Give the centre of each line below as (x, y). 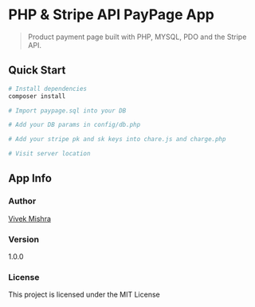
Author (22, 201)
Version (24, 239)
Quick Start (37, 71)
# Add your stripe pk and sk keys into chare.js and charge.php (117, 140)
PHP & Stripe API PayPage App (112, 15)
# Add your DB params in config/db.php (75, 125)
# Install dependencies (48, 89)
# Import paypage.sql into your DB (67, 110)
